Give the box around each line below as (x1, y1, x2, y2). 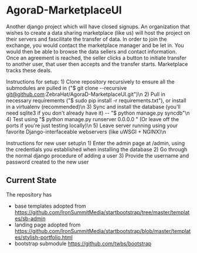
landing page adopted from (14, 221, 81, 228)
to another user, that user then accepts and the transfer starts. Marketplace (6, 60, 188, 68)
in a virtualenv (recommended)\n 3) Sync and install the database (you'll (6, 103, 181, 110)
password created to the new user (6, 158, 89, 165)
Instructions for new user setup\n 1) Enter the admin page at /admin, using (6, 139, 185, 147)
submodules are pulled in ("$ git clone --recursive (6, 84, 127, 91)
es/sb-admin (14, 215, 46, 222)
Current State (6, 175, 57, 185)
